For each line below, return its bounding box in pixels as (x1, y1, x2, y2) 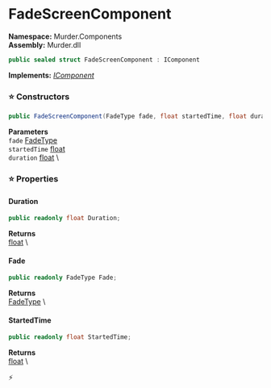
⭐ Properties (8, 173, 59, 184)
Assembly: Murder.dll (8, 40, 81, 49)
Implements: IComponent (8, 70, 94, 80)
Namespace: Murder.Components (8, 31, 123, 41)
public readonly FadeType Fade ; (8, 273, 117, 282)
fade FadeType (8, 135, 58, 145)
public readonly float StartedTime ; (8, 333, 131, 341)
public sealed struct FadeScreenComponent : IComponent (8, 56, 200, 64)
